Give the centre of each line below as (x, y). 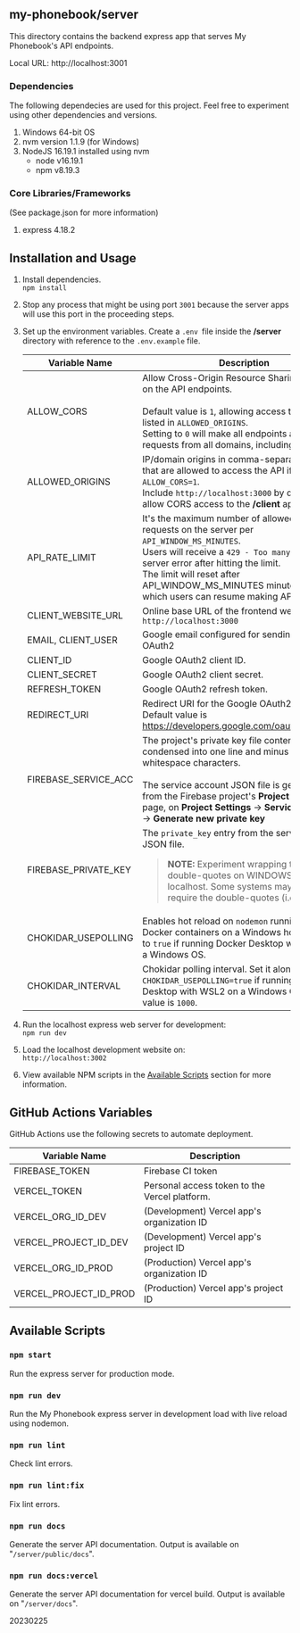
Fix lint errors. (35, 1504)
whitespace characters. (192, 763)
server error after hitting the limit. (212, 563)
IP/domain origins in (184, 460)
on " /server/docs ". (44, 1604)
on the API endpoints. (187, 389)
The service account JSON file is (211, 785)
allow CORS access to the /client (212, 504)
